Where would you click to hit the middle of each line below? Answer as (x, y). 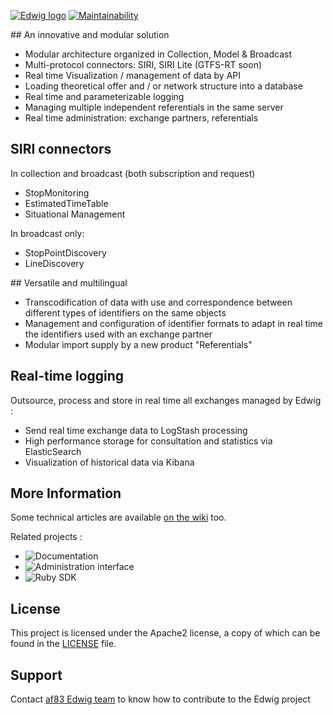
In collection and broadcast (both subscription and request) (133, 173)
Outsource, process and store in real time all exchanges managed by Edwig (166, 400)
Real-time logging (67, 376)
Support (36, 675)
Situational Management (75, 214)
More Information (66, 493)
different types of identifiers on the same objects (125, 312)
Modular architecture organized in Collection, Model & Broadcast (158, 54)
